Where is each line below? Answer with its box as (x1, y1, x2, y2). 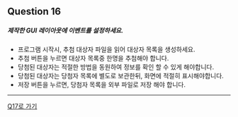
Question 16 (7, 6, 62, 18)
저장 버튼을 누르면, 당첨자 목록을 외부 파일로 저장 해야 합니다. (17, 80, 186, 89)
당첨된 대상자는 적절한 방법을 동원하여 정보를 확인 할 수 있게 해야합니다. (17, 63, 215, 71)
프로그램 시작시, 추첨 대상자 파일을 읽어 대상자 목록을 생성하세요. (17, 45, 196, 54)
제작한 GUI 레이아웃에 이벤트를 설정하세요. (7, 26, 124, 35)
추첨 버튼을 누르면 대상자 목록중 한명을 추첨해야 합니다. (17, 54, 169, 63)
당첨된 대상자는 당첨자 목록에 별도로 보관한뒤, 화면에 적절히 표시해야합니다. (17, 72, 225, 80)
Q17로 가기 (7, 102, 38, 111)
